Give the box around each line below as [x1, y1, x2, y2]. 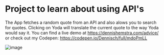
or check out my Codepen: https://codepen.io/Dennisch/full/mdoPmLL [5, 35, 148, 41]
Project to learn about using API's [5, 3, 144, 15]
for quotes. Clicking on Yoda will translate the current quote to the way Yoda [5, 24, 159, 30]
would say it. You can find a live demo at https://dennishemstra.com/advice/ [5, 30, 159, 36]
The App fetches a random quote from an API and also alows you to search [5, 19, 157, 25]
